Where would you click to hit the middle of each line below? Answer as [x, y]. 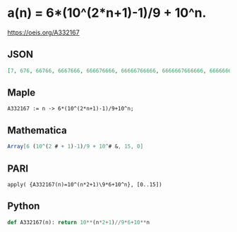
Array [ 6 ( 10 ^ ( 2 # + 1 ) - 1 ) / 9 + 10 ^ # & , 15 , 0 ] [75, 147]
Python [24, 206]
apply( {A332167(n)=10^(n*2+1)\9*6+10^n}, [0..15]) [85, 184]
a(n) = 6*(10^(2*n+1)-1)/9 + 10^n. [107, 13]
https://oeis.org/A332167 [43, 32]
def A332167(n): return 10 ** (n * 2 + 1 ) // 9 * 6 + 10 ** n [79, 222]
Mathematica [37, 130]
